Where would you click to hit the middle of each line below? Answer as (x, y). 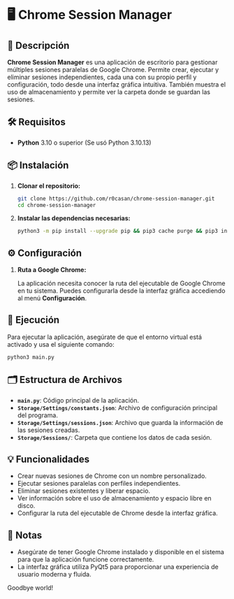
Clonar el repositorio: (49, 186)
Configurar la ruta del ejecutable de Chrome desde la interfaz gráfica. (117, 513)
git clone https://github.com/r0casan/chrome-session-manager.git (116, 199)
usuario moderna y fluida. (54, 575)
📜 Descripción (38, 45)
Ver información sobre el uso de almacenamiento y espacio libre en (114, 498)
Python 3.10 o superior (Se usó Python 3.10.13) (84, 143)
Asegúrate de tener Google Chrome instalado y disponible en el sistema (121, 552)
